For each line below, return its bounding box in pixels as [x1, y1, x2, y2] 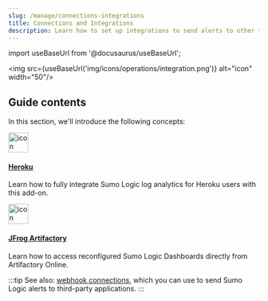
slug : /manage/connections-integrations [8, 11, 145, 20]
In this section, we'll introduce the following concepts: [8, 117, 186, 126]
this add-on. [8, 188, 49, 198]
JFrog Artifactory [8, 233, 68, 243]
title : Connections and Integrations [8, 19, 134, 27]
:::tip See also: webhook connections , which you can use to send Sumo [8, 275, 243, 284]
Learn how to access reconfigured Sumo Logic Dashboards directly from [8, 251, 248, 260]
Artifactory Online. [8, 259, 69, 269]
